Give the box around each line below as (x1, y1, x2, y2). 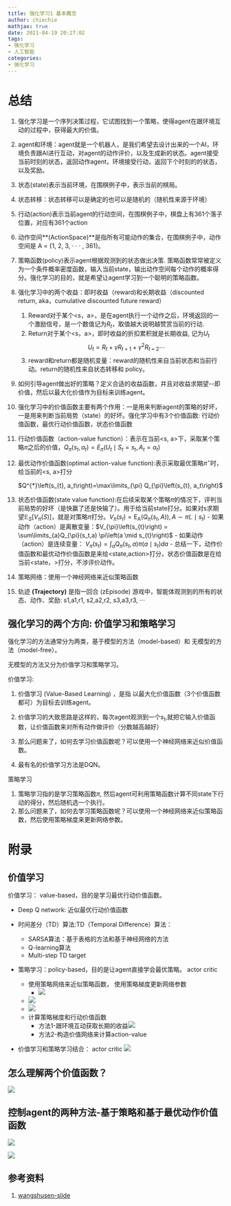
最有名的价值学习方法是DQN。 (17, 761, 104, 769)
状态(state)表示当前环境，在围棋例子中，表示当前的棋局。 (17, 180, 181, 189)
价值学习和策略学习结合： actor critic (17, 1045, 123, 1053)
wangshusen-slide (17, 1191, 71, 1199)
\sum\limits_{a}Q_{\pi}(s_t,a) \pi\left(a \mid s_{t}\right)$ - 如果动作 (17, 531, 203, 539)
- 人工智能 (8, 49, 35, 56)
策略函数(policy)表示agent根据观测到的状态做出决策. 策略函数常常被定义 (17, 256, 222, 265)
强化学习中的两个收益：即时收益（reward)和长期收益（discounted (17, 288, 205, 296)
